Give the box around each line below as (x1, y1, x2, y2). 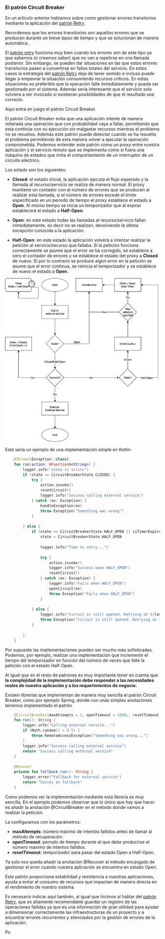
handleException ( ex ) (40, 503, 82, 508)
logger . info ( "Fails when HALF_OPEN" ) (49, 581, 126, 586)
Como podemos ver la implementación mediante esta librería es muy (5, 794, 144, 800)
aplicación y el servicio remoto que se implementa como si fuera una (5, 147, 145, 153)
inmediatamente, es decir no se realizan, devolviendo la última (12, 222, 138, 228)
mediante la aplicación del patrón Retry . (5, 20, 85, 26)
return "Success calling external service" (23, 749, 113, 753)
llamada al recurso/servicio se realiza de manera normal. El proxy (12, 182, 145, 188)
